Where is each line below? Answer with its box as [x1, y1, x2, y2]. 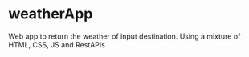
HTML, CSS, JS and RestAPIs [8, 39, 106, 49]
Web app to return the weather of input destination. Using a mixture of [8, 31, 241, 41]
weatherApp [8, 5, 93, 23]
